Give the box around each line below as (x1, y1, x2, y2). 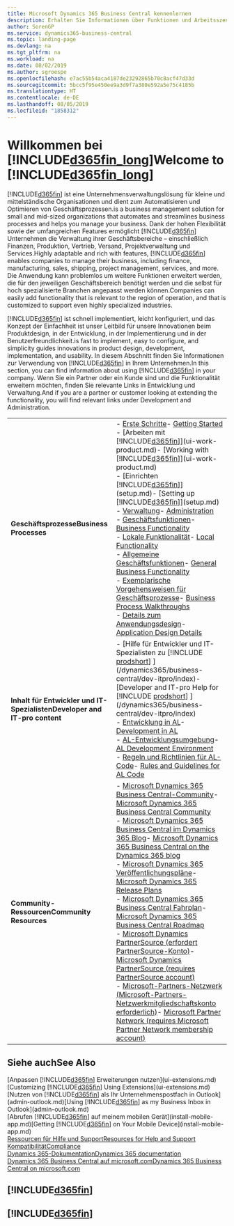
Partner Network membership (116, 1024, 214, 1034)
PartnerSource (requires (116, 964, 196, 973)
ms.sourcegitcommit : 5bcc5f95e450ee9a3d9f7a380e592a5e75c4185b (7, 81, 195, 88)
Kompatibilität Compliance (7, 1142, 81, 1150)
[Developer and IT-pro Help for (116, 682, 219, 692)
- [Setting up (152, 488, 195, 498)
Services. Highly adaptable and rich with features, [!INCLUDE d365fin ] (7, 249, 206, 258)
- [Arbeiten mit (116, 427, 166, 437)
